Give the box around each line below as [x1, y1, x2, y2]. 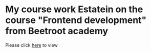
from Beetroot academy [5, 25, 109, 37]
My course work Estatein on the [5, 4, 143, 15]
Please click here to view [5, 42, 58, 48]
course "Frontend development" [5, 14, 147, 26]
